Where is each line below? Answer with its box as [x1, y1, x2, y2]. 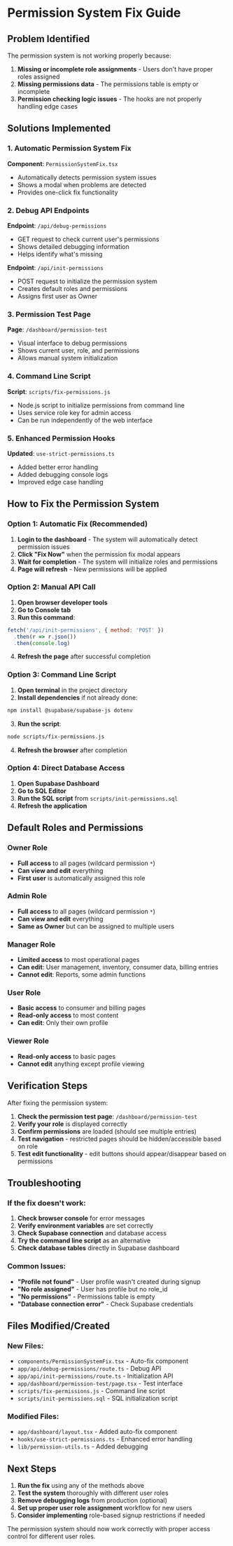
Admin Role [7, 891, 48, 901]
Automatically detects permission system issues [17, 173, 157, 182]
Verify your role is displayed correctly [17, 1120, 128, 1128]
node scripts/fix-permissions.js [7, 733, 105, 740]
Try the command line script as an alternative [17, 1236, 151, 1245]
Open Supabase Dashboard [17, 779, 99, 787]
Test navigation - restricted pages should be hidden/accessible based [17, 1134, 222, 1143]
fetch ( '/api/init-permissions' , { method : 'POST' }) [7, 626, 164, 634]
